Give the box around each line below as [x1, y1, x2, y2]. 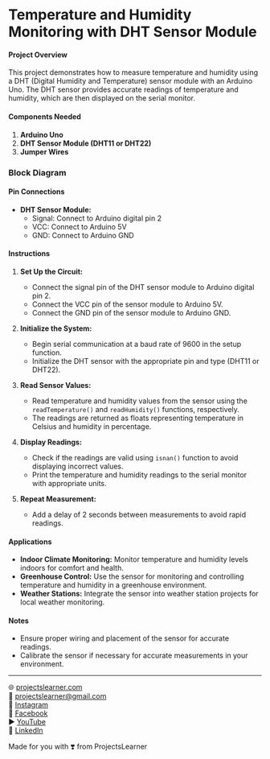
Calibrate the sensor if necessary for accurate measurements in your [19, 650, 248, 661]
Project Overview [8, 50, 68, 60]
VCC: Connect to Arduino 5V [31, 221, 127, 231]
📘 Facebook [8, 708, 48, 718]
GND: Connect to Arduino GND [31, 230, 134, 240]
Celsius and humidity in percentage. [31, 421, 152, 431]
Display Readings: [19, 437, 83, 447]
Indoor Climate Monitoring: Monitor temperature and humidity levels [19, 555, 249, 564]
